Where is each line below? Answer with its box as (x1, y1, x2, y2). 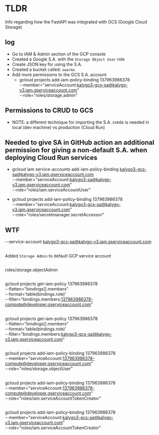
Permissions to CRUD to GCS (5, 106, 93, 114)
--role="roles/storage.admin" (19, 92, 78, 98)
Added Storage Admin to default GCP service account (5, 253, 111, 258)
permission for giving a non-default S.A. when (5, 146, 147, 154)
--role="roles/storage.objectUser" (5, 366, 73, 371)
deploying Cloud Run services (5, 153, 98, 161)
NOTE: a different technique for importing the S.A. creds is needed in (12, 119, 150, 125)
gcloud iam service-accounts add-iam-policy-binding (12, 166, 119, 172)
